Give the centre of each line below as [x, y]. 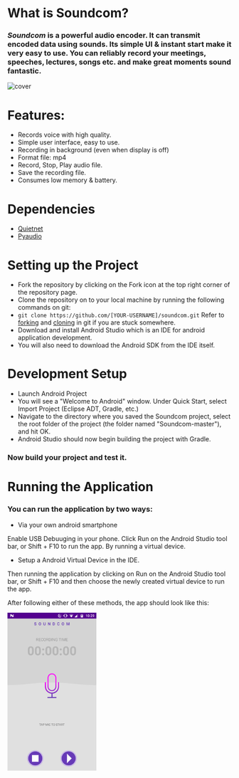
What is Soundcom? [68, 13]
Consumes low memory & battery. [67, 180]
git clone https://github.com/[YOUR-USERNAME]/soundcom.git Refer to [121, 315]
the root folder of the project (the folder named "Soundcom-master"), [119, 424]
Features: [36, 115]
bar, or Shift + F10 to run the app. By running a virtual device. [97, 546]
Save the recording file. [52, 173]
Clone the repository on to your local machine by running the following [121, 300]
